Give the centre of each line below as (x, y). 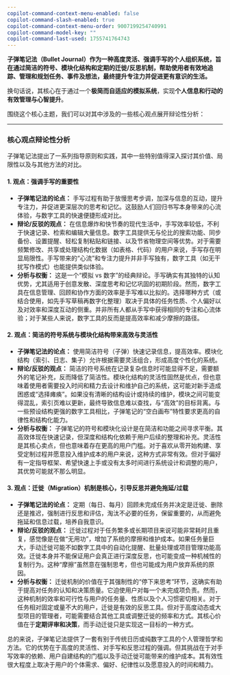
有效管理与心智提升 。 (37, 99)
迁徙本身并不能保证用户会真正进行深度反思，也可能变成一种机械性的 (125, 556)
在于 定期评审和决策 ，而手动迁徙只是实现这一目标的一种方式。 (110, 624)
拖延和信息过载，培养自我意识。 (62, 522)
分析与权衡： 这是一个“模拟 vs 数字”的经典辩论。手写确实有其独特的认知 (118, 275)
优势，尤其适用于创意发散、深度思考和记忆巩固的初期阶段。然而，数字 (116, 283)
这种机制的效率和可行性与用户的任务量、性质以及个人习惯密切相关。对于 (119, 599)
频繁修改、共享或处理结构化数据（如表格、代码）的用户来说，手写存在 (116, 249)
